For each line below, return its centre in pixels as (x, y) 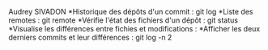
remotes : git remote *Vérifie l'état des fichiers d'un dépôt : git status (123, 20)
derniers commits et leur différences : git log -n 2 (90, 37)
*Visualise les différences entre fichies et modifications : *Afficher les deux (134, 29)
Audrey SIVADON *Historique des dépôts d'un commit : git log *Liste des (131, 12)
